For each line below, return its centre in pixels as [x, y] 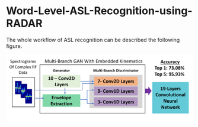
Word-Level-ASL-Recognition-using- [99, 11]
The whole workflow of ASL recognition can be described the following [93, 40]
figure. [14, 46]
